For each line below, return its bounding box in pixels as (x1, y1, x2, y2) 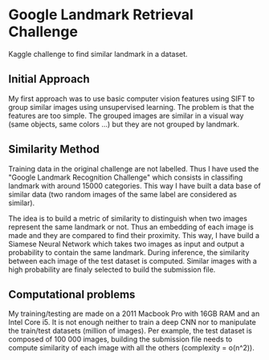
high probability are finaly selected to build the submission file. (8, 265, 216, 274)
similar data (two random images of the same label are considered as (8, 189, 237, 199)
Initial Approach (8, 72, 90, 86)
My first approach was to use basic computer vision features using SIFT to (8, 94, 255, 103)
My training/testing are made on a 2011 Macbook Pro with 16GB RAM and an (8, 309, 260, 318)
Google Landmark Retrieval (8, 6, 194, 24)
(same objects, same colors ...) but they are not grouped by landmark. (8, 119, 239, 129)
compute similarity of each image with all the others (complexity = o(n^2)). (8, 343, 255, 353)
